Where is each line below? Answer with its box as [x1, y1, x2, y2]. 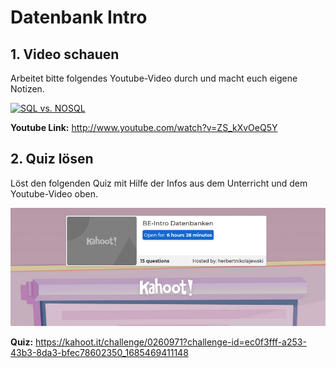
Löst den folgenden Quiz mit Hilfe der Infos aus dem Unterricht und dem [10, 177, 308, 189]
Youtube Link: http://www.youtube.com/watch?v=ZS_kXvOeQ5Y [10, 122, 278, 133]
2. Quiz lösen [10, 151, 94, 168]
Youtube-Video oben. [10, 187, 98, 200]
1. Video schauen [10, 46, 120, 63]
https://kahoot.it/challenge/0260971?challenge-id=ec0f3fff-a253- [35, 336, 307, 348]
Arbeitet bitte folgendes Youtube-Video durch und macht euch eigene [10, 72, 298, 84]
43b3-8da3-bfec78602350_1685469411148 [10, 347, 189, 359]
